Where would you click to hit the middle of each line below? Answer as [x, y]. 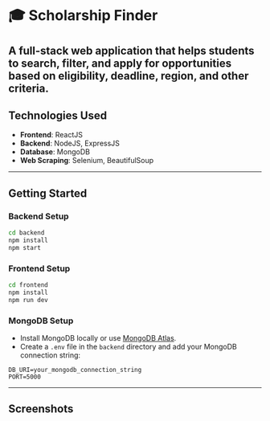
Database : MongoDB [55, 152]
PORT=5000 [25, 377]
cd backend [27, 233]
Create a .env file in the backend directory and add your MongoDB [128, 346]
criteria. [29, 88]
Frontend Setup [39, 268]
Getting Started [48, 193]
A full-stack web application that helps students [131, 50]
